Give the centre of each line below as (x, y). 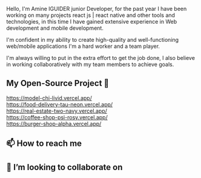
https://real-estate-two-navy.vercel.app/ (57, 111)
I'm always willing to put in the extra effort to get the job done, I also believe (101, 58)
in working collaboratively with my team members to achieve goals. (90, 64)
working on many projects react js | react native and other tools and (91, 15)
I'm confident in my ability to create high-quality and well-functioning (93, 40)
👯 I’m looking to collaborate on (64, 167)
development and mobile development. (55, 28)
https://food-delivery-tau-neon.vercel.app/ (60, 104)
